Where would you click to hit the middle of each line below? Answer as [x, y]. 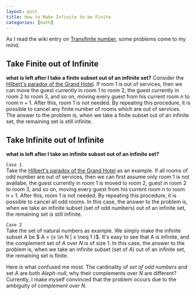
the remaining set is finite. [37, 255]
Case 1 [14, 165]
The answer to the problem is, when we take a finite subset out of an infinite [97, 116]
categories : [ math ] [30, 22]
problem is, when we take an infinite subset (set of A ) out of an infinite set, [96, 249]
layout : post [22, 11]
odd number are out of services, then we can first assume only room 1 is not [98, 177]
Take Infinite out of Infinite [55, 140]
